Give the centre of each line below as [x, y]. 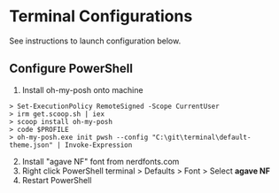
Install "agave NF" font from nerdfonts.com [101, 161]
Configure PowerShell [71, 69]
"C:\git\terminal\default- [201, 137]
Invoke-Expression [99, 145]
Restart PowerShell [57, 180]
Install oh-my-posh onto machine [82, 89]
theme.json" [31, 145]
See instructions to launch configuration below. [95, 41]
